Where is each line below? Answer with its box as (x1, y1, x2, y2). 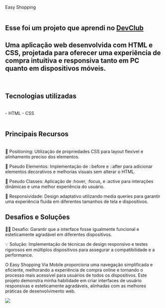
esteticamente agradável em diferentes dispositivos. (5, 231, 112, 237)
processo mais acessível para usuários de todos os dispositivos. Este (5, 272, 147, 278)
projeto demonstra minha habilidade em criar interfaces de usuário (5, 277, 142, 283)
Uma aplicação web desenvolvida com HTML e (5, 41, 153, 49)
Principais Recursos (5, 130, 69, 138)
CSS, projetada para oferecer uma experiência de (5, 48, 161, 57)
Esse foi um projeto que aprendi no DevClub (5, 24, 144, 32)
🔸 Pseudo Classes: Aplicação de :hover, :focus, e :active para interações (5, 178, 154, 184)
